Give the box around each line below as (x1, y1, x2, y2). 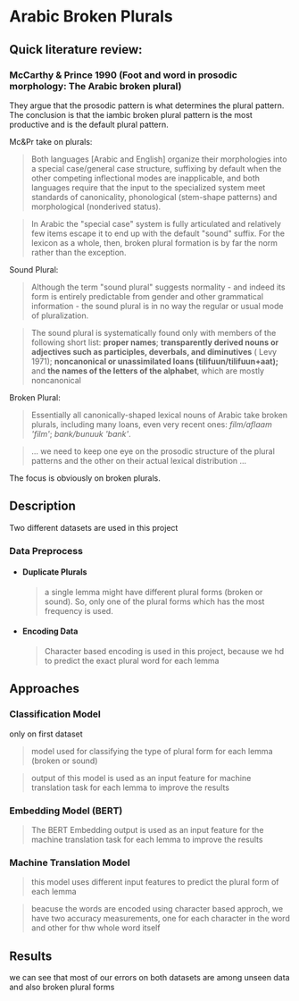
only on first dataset (9, 728, 83, 739)
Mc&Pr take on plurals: (9, 136, 93, 147)
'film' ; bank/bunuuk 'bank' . (30, 428, 131, 439)
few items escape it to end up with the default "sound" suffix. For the (30, 228, 286, 239)
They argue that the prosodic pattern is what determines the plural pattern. (9, 100, 285, 111)
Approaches (9, 681, 80, 696)
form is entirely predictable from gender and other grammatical (30, 290, 264, 301)
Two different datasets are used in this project (9, 522, 179, 533)
